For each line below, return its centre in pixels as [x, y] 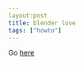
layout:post [28, 15]
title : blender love [42, 23]
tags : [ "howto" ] [35, 30]
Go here [21, 53]
